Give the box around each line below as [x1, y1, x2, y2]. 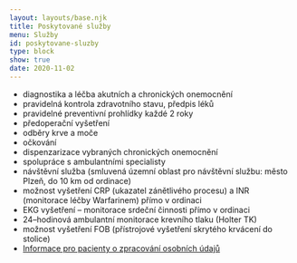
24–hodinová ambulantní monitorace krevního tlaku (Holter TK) [22, 214, 258, 225]
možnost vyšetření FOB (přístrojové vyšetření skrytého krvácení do [22, 223, 273, 234]
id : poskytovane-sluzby [9, 38, 100, 48]
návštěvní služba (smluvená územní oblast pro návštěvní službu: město [22, 165, 288, 177]
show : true [9, 55, 51, 64]
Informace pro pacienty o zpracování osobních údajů [22, 242, 220, 254]
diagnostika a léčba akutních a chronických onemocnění [22, 88, 234, 100]
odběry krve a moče [22, 127, 99, 138]
